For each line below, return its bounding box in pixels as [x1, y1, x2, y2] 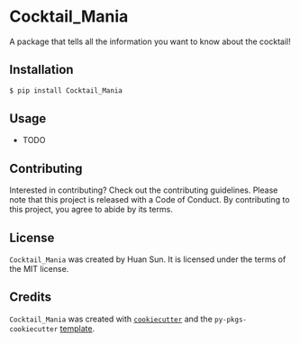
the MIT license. [9, 264, 69, 275]
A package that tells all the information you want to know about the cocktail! [9, 36, 291, 47]
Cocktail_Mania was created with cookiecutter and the [9, 313, 214, 324]
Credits [9, 290, 52, 305]
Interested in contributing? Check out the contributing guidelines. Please [9, 185, 278, 195]
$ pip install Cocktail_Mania [9, 86, 123, 95]
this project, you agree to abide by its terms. [9, 204, 173, 215]
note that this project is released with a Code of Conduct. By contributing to [9, 194, 290, 205]
